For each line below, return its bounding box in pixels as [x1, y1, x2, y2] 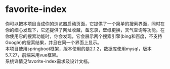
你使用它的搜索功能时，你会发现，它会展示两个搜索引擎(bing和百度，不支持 [5, 33, 162, 39]
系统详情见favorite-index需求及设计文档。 [5, 58, 93, 64]
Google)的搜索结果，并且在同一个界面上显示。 [5, 39, 102, 45]
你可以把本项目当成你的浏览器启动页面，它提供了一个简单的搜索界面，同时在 [5, 20, 165, 26]
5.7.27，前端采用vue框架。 [5, 51, 61, 58]
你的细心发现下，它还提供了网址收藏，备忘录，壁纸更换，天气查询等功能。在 [5, 26, 165, 33]
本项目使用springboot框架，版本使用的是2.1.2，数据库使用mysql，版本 [5, 45, 152, 51]
